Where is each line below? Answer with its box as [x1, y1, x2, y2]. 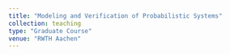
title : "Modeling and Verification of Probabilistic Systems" [8, 11, 223, 20]
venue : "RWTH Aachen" [8, 34, 82, 43]
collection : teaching [8, 19, 82, 27]
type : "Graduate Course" [8, 27, 92, 35]
